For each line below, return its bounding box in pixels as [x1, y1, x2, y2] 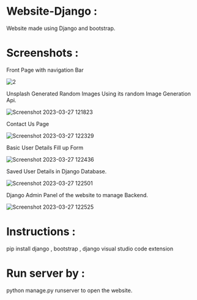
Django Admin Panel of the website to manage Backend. [6, 191, 149, 198]
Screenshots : [6, 46, 79, 60]
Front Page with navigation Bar [6, 66, 84, 73]
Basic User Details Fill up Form [6, 144, 84, 151]
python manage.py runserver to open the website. [6, 287, 133, 294]
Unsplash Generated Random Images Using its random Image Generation [6, 90, 191, 97]
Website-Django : [6, 4, 98, 18]
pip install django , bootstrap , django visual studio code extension [6, 245, 173, 252]
